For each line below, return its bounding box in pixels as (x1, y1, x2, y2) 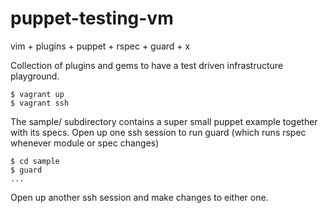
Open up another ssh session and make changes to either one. (10, 191, 269, 203)
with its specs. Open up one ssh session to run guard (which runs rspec (10, 126, 307, 138)
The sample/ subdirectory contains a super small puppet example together (10, 115, 318, 127)
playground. (10, 70, 60, 82)
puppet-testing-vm (10, 7, 174, 30)
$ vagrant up (10, 89, 65, 99)
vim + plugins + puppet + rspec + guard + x (10, 40, 191, 52)
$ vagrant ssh (10, 98, 70, 108)
